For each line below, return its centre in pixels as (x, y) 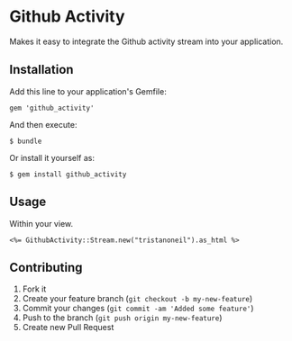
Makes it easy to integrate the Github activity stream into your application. (146, 41)
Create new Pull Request (68, 328)
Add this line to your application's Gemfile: (88, 91)
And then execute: (43, 124)
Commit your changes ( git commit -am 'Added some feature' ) (138, 309)
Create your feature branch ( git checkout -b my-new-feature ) (137, 299)
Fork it (34, 289)
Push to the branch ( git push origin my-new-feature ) (122, 318)
